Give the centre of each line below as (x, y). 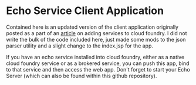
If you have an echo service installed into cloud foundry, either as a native (95, 57)
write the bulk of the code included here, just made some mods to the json (96, 39)
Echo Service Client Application (85, 11)
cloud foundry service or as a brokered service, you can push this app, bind (98, 63)
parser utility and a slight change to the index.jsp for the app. (80, 46)
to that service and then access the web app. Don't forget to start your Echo (98, 69)
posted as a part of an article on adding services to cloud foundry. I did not (97, 33)
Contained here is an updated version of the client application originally (92, 27)
